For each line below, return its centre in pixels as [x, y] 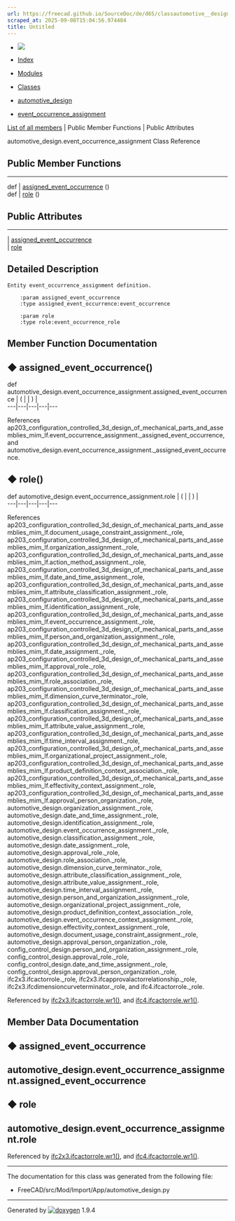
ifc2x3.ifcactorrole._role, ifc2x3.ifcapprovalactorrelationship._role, [102, 979]
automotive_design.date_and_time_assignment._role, [83, 815]
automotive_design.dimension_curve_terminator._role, [85, 867]
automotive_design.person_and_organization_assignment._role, [98, 897]
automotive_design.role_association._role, [67, 860]
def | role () [23, 194]
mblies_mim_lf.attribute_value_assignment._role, [76, 725]
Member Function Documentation [82, 344]
